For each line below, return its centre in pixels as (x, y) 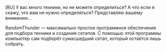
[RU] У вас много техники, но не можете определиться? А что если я (80, 7)
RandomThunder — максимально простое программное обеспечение (81, 28)
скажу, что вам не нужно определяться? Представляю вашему (74, 13)
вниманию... (18, 18)
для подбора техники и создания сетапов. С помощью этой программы (83, 33)
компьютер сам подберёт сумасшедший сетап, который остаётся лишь (83, 38)
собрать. (15, 44)
